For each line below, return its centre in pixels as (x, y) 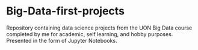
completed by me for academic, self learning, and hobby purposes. (90, 34)
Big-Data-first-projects (66, 11)
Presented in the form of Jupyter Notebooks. (62, 40)
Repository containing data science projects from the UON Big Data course (99, 28)
